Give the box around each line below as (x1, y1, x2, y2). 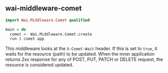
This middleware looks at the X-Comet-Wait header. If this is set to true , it (5, 45, 158, 52)
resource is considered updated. (5, 62, 74, 68)
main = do (5, 27, 26, 32)
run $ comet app (10, 36, 44, 41)
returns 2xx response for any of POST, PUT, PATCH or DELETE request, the (5, 56, 163, 63)
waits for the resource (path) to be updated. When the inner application (5, 51, 155, 57)
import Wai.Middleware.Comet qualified (5, 17, 90, 22)
